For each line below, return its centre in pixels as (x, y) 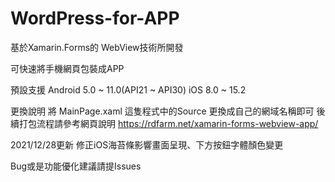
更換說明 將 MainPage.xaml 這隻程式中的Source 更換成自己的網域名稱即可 (162, 111)
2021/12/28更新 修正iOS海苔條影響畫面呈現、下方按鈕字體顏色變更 (147, 144)
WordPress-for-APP (95, 18)
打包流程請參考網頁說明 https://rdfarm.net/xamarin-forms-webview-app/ (168, 123)
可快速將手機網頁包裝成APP (67, 68)
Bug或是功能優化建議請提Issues (76, 166)
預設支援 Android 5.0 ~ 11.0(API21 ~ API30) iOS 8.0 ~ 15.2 (128, 89)
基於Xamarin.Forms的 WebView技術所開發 (97, 47)
